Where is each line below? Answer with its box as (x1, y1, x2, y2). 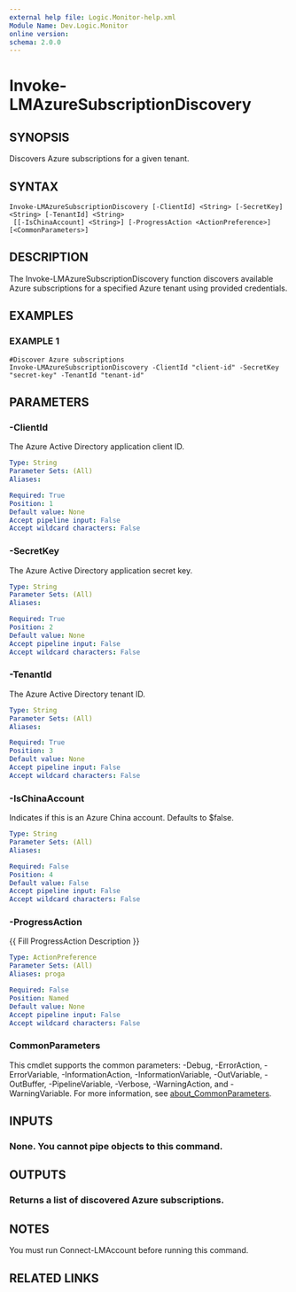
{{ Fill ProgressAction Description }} (9, 936, 140, 946)
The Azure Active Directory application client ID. (9, 441, 184, 452)
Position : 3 (9, 746, 53, 756)
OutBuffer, (9, 1078, 47, 1089)
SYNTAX (9, 179, 59, 194)
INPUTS (9, 1114, 53, 1129)
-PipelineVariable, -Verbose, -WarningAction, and (48, 1078, 229, 1089)
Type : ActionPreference (9, 953, 97, 962)
